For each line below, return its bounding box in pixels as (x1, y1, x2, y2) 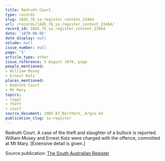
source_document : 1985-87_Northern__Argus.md (5, 111, 103, 116)
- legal (5, 97, 22, 102)
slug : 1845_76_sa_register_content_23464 (5, 17, 94, 22)
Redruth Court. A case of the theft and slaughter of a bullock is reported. (5, 130, 157, 136)
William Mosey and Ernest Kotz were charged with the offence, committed (5, 135, 160, 141)
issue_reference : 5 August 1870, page (5, 59, 87, 64)
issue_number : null (5, 45, 47, 50)
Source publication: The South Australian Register (5, 150, 110, 156)
